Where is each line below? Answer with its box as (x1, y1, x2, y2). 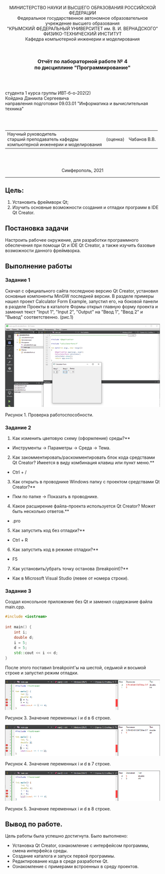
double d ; (14, 635, 34, 640)
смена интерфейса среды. (12, 848, 68, 854)
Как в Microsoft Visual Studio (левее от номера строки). (12, 575, 129, 581)
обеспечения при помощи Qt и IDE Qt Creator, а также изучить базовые (5, 242, 156, 249)
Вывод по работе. (5, 820, 63, 828)
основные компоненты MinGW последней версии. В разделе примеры (5, 293, 154, 299)
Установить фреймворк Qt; (12, 199, 69, 205)
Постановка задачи (5, 224, 69, 232)
